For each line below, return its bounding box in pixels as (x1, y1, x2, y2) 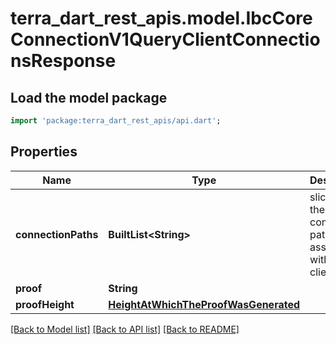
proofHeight (15, 297, 75, 311)
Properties (10, 143, 78, 161)
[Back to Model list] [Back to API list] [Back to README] (10, 323, 240, 335)
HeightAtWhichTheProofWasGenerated (108, 297, 301, 311)
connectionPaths (15, 227, 99, 241)
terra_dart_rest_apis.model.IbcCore (10, 7, 313, 30)
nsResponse (10, 50, 117, 72)
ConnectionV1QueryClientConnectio (10, 28, 321, 51)
